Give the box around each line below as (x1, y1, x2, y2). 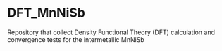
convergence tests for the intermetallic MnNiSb (7, 35, 144, 43)
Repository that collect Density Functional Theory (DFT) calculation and (7, 28, 215, 36)
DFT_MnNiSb (7, 5, 86, 21)
